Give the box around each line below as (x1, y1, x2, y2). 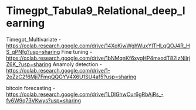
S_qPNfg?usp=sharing (6, 48, 60, 55)
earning (6, 16, 45, 30)
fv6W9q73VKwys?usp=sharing (6, 97, 81, 104)
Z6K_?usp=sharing (6, 60, 52, 68)
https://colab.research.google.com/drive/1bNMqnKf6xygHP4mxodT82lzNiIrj (6, 54, 191, 61)
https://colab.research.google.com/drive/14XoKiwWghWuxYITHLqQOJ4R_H (6, 42, 190, 49)
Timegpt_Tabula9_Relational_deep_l (6, 4, 186, 18)
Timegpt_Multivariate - (6, 36, 62, 43)
